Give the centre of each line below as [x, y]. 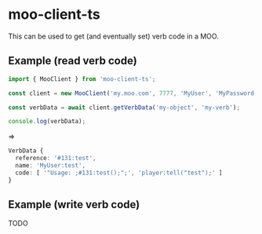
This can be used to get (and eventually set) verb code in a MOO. [114, 36]
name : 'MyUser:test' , [51, 166]
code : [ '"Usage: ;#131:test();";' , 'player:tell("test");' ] [119, 173]
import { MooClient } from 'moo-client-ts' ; [82, 79]
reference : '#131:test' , [56, 159]
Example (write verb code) [74, 205]
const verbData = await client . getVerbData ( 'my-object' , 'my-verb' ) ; [124, 108]
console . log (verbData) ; [47, 122]
